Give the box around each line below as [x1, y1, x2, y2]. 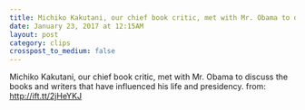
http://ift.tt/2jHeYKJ [9, 91, 83, 102]
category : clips [9, 38, 71, 48]
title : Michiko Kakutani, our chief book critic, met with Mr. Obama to [9, 13, 290, 23]
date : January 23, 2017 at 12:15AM [9, 22, 144, 31]
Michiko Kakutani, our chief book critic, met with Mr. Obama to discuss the [9, 71, 289, 82]
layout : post [9, 30, 59, 39]
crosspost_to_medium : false [9, 47, 116, 56]
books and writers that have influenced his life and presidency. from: [9, 81, 266, 92]
